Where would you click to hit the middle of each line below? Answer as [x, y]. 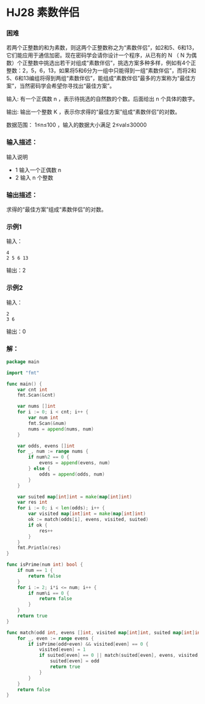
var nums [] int [37, 406]
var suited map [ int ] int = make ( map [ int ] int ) [75, 496]
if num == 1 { [35, 571]
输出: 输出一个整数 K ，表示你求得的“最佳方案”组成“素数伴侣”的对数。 [93, 112]
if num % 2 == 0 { [49, 457]
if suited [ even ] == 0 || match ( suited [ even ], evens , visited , [120, 656]
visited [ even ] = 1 [62, 650]
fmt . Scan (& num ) [48, 423]
